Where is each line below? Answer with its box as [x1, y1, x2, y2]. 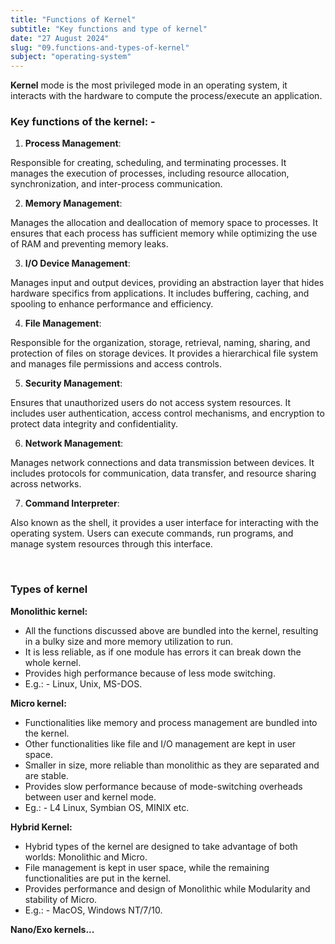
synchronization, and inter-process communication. [10, 178, 223, 190]
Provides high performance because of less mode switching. [24, 667, 276, 679]
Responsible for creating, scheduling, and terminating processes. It [10, 157, 287, 169]
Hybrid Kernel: [10, 821, 73, 833]
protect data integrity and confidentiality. [10, 418, 178, 430]
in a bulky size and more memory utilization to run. [24, 635, 233, 647]
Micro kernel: [10, 697, 67, 709]
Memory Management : [24, 197, 123, 210]
